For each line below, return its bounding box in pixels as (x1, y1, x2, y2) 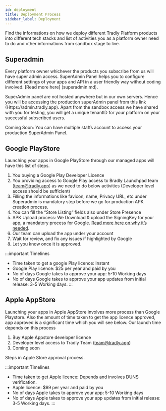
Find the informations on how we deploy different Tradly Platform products (5, 30, 158, 36)
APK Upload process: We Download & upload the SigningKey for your (12, 215, 155, 220)
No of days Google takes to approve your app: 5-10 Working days (12, 271, 146, 276)
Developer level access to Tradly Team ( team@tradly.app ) (12, 339, 131, 345)
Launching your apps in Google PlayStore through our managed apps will (5, 158, 155, 163)
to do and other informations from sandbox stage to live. (5, 41, 120, 47)
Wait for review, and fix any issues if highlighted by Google (12, 236, 132, 242)
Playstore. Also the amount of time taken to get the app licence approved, (5, 314, 156, 320)
